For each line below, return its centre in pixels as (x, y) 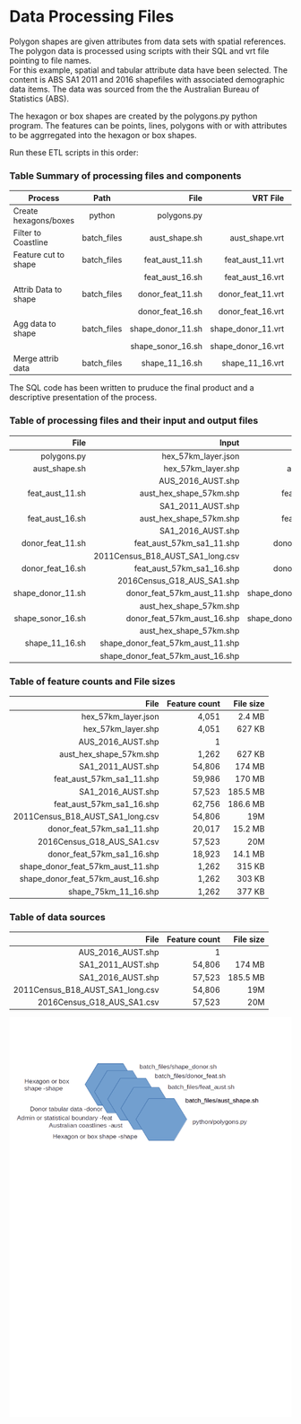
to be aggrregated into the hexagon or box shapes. (103, 135)
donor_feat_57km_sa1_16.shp (103, 854)
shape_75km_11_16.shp (114, 892)
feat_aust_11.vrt (254, 259)
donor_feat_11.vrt (251, 294)
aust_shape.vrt (257, 237)
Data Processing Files (92, 17)
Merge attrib (36, 358)
